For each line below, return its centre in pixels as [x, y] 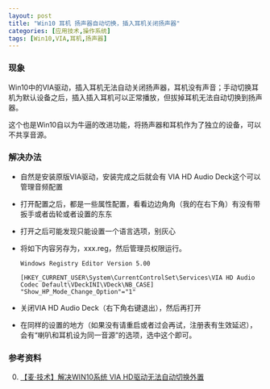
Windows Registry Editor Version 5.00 [85, 263]
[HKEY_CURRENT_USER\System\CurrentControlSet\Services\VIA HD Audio [137, 278]
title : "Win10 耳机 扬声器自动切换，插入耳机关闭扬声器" [94, 23]
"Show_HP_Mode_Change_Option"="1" [78, 291]
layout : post [30, 16]
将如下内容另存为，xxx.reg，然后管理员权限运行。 [103, 248]
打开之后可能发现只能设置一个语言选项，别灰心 [98, 231]
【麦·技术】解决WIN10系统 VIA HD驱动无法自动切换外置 [112, 377]
